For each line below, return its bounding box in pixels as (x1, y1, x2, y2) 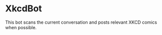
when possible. (5, 24, 37, 30)
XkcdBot (5, 3, 42, 14)
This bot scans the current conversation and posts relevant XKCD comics (5, 19, 157, 25)
